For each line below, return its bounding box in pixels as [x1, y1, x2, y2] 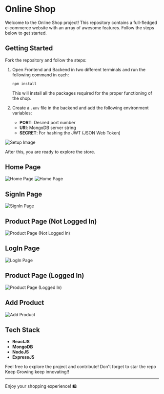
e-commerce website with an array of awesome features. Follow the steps [5, 24, 155, 30]
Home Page [5, 163, 41, 172]
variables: [12, 110, 32, 116]
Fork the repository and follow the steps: [5, 57, 87, 63]
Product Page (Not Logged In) [5, 217, 97, 225]
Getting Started [5, 44, 53, 52]
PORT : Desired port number [19, 119, 76, 125]
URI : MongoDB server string [19, 125, 77, 131]
